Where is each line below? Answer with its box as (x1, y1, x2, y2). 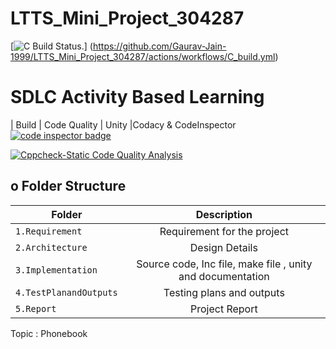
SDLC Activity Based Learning (10, 86, 265, 109)
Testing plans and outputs (163, 285, 285, 299)
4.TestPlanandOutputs (15, 287, 118, 298)
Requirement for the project (159, 224, 290, 238)
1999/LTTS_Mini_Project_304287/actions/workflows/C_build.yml (10, 50, 276, 62)
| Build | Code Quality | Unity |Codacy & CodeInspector (10, 118, 237, 131)
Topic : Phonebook (10, 327, 88, 339)
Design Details (189, 240, 258, 254)
